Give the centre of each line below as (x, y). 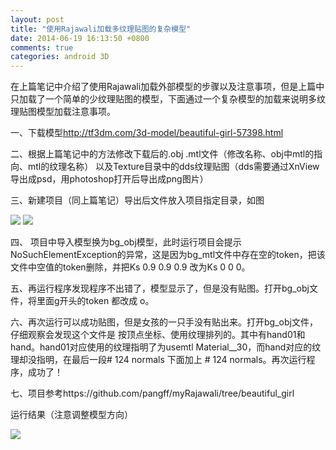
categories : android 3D (60, 57)
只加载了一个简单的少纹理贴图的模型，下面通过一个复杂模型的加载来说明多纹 (168, 99)
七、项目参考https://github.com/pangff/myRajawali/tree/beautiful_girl (152, 393)
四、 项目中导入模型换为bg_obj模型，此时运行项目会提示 (126, 242)
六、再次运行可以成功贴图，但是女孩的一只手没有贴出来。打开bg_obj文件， (164, 322)
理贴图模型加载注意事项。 (63, 112)
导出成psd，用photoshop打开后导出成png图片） (109, 179)
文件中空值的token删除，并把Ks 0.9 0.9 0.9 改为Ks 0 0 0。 (130, 267)
